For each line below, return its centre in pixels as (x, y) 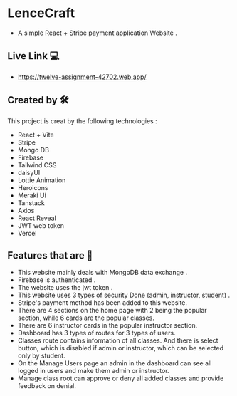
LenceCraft (41, 13)
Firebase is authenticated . (57, 280)
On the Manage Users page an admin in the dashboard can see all (115, 363)
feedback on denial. (47, 386)
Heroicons (33, 187)
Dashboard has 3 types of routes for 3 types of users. (96, 333)
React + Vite (36, 135)
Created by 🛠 (38, 100)
